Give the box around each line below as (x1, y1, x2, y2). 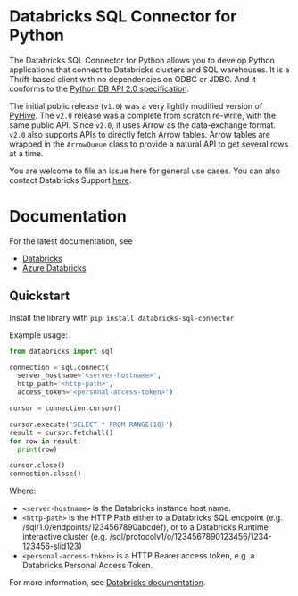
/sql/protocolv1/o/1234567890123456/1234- (109, 532, 272, 542)
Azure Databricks (21, 262, 87, 273)
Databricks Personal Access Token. (21, 560, 153, 571)
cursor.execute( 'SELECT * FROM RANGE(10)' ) (9, 420, 174, 429)
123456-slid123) (21, 541, 82, 551)
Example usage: (9, 329, 69, 340)
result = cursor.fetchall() (9, 428, 114, 437)
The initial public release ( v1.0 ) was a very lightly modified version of (9, 100, 263, 111)
